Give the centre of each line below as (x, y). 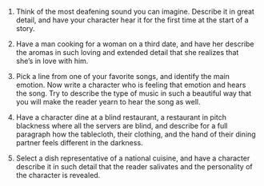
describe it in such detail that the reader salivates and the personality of (134, 166)
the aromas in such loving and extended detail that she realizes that (127, 52)
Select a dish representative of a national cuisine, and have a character (133, 158)
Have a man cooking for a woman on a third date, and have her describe (135, 44)
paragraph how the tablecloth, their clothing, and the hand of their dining (136, 134)
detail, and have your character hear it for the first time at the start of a (132, 20)
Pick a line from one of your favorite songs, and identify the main (122, 76)
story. (25, 28)
